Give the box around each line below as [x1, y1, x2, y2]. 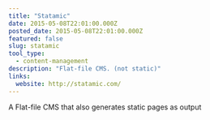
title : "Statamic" [8, 11, 71, 20]
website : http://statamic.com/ [15, 79, 122, 88]
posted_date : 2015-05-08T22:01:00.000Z [8, 27, 144, 35]
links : [8, 72, 31, 80]
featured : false [8, 34, 63, 43]
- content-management [15, 58, 89, 66]
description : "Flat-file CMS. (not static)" [8, 65, 161, 73]
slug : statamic [8, 42, 60, 50]
